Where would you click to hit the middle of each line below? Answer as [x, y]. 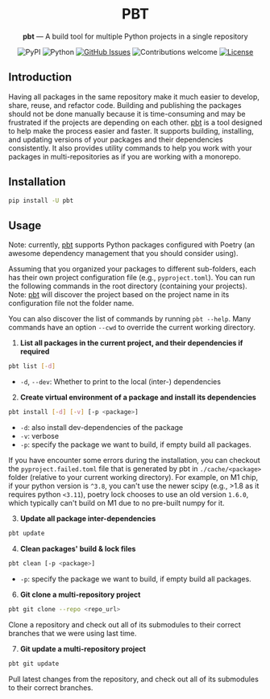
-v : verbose [39, 436]
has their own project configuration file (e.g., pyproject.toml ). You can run [132, 278]
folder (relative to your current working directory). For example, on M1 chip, [133, 477]
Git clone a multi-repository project [80, 594]
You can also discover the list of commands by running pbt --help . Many [130, 319]
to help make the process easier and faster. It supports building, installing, [131, 130]
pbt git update [34, 664]
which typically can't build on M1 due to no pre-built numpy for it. [116, 503]
